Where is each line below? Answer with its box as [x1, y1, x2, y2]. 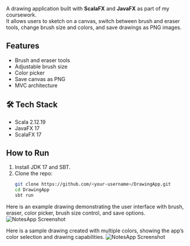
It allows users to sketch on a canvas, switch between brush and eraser [6, 18, 180, 24]
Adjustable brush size [14, 63, 68, 70]
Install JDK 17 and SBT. [14, 164, 71, 171]
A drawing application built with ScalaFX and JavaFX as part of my [6, 5, 170, 12]
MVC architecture [14, 82, 58, 89]
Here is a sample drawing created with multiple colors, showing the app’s [6, 227, 184, 234]
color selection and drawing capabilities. [6, 234, 104, 241]
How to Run [6, 148, 50, 158]
